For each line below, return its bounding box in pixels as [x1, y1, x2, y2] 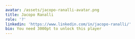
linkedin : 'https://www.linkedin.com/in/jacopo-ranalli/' [5, 21, 131, 27]
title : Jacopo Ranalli [5, 12, 54, 17]
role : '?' [5, 17, 27, 22]
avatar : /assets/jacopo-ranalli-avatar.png [5, 7, 100, 13]
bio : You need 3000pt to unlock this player [5, 26, 102, 31]
